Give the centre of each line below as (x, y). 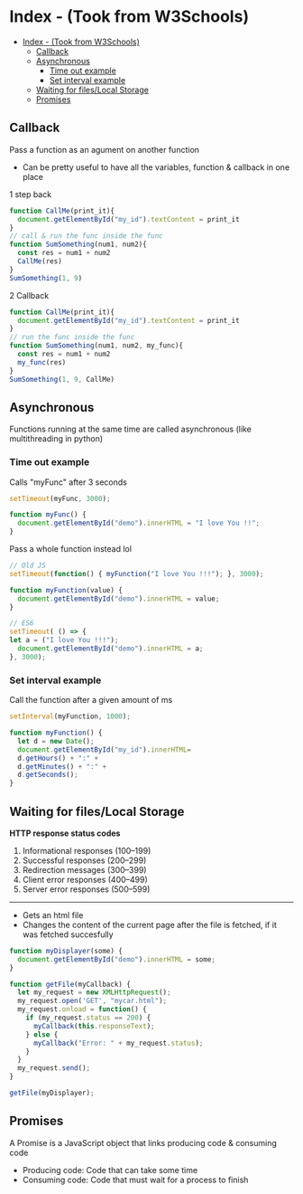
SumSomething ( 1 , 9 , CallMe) (62, 379)
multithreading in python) (56, 439)
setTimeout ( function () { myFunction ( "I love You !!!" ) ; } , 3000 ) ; (137, 573)
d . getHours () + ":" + (58, 758)
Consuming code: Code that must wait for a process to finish (135, 1180)
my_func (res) (42, 362)
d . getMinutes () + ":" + (62, 766)
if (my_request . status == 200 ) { (88, 1018)
